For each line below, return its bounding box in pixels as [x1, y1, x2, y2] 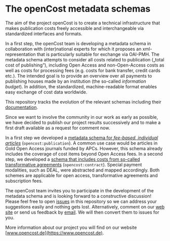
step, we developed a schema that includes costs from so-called [5, 156, 140, 162]
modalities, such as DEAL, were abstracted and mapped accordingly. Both [5, 167, 160, 173]
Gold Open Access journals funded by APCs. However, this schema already [5, 145, 163, 151]
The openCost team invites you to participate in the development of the [5, 187, 154, 193]
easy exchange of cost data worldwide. [5, 89, 88, 95]
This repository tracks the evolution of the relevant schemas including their [5, 98, 162, 105]
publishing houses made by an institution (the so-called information [5, 78, 146, 84]
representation [5, 51, 36, 57]
